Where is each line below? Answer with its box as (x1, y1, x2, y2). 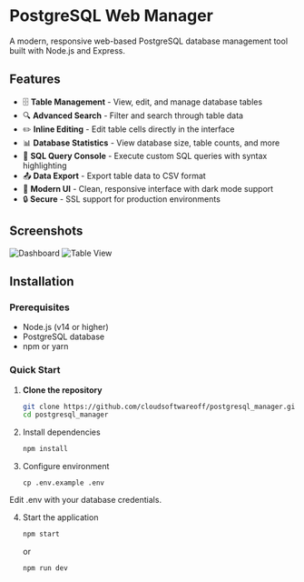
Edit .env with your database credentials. (9, 495, 162, 506)
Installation (9, 274, 74, 289)
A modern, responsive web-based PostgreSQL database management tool (9, 35, 289, 46)
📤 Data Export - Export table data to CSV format (22, 170, 206, 181)
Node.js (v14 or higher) (22, 322, 109, 333)
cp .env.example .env (22, 478, 104, 487)
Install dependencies (22, 426, 102, 437)
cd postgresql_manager (22, 410, 109, 419)
